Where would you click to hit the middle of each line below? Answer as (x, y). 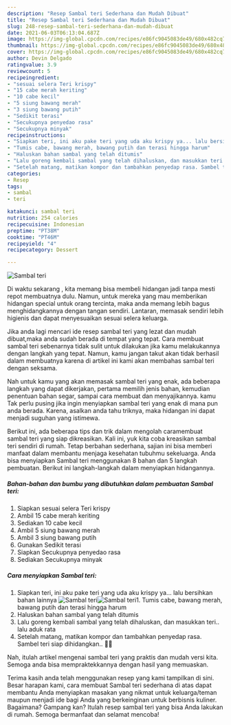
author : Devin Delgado (40, 59)
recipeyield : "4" (32, 244)
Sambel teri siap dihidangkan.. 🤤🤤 (65, 644)
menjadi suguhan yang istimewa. (54, 418)
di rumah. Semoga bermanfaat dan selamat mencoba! (83, 715)
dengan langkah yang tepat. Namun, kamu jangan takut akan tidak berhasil (113, 354)
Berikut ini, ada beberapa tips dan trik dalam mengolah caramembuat (105, 432)
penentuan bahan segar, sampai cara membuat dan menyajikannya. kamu (112, 396)
